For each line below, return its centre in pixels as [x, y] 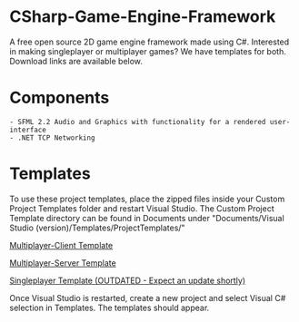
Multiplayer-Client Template [61, 245]
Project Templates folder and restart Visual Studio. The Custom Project [142, 208]
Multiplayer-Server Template [63, 263]
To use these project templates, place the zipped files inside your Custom [147, 199]
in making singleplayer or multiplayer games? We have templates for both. [148, 51]
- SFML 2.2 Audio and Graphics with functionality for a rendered [138, 122]
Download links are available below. [76, 61]
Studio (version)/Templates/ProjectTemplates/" [97, 228]
